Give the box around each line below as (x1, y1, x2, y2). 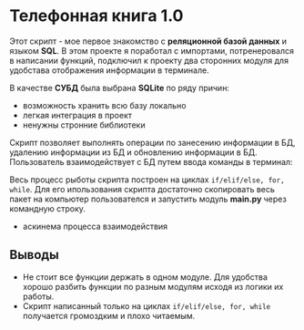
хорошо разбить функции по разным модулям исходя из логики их (22, 281, 284, 292)
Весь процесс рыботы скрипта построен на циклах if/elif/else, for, (9, 174, 285, 185)
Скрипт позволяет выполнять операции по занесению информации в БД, (9, 137, 296, 148)
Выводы (9, 247, 59, 263)
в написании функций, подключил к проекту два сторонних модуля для (9, 55, 289, 66)
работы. (22, 291, 55, 302)
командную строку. (9, 202, 86, 214)
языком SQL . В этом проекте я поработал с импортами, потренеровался (9, 45, 294, 56)
